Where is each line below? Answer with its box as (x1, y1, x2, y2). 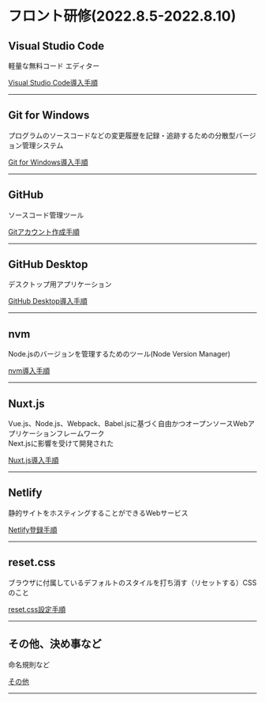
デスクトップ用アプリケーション (8, 280, 112, 289)
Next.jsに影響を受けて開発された (8, 439, 114, 448)
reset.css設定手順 (8, 604, 66, 613)
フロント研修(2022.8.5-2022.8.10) (8, 7, 237, 25)
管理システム (21, 140, 64, 150)
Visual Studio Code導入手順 (8, 78, 99, 87)
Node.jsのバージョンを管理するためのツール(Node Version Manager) (8, 349, 231, 359)
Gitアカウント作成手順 (8, 227, 80, 236)
